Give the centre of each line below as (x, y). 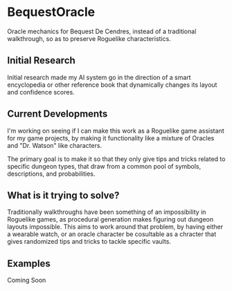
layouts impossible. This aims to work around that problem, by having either (115, 227)
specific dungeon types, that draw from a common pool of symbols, (104, 166)
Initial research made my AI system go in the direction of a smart (99, 77)
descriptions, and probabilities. (51, 174)
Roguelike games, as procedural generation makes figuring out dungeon (110, 219)
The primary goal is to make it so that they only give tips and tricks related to (116, 159)
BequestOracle (51, 12)
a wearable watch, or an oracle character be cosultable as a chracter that (112, 234)
